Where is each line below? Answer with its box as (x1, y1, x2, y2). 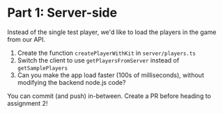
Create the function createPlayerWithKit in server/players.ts (17, 49, 197, 57)
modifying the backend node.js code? (17, 78, 126, 86)
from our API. (7, 35, 46, 43)
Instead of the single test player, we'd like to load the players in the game (7, 28, 217, 36)
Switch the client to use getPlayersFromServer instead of (17, 56, 180, 64)
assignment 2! (7, 99, 48, 107)
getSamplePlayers (17, 65, 68, 72)
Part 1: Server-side (7, 5, 117, 21)
